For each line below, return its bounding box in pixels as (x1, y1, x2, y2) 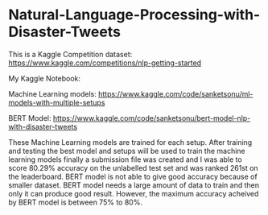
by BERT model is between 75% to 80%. (8, 197, 143, 207)
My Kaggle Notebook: (8, 73, 81, 83)
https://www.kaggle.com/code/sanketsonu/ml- (97, 89, 254, 98)
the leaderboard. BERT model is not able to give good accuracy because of (8, 172, 258, 181)
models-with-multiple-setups (8, 97, 105, 107)
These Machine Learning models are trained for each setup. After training (8, 137, 253, 147)
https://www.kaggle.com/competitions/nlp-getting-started (8, 58, 202, 68)
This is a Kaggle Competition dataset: (8, 49, 133, 59)
